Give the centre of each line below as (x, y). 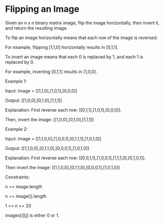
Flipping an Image (42, 9)
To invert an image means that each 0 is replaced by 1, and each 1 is (74, 57)
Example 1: (16, 81)
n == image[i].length (26, 196)
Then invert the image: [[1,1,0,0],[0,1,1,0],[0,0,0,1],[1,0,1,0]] (63, 167)
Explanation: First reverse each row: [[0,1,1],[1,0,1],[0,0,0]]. (63, 110)
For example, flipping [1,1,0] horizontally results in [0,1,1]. (62, 47)
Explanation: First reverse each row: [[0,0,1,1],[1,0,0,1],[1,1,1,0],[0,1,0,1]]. (76, 158)
